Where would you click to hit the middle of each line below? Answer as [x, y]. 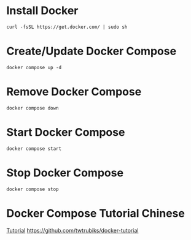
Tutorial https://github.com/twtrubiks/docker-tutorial [72, 230]
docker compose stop [33, 189]
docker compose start [34, 148]
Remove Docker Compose [74, 92]
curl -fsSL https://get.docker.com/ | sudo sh [67, 27]
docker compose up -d [34, 67]
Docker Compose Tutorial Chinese [96, 213]
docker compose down [33, 108]
